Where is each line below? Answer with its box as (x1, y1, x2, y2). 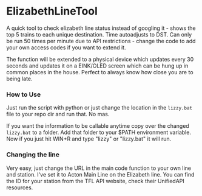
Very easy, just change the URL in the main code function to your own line (6, 164, 192, 172)
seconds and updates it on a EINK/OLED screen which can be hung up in (6, 62, 189, 69)
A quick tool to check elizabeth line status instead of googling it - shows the (6, 24, 196, 32)
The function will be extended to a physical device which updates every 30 (6, 55, 194, 63)
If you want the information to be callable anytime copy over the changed (6, 122, 189, 130)
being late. (6, 75, 33, 82)
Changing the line (6, 150, 59, 159)
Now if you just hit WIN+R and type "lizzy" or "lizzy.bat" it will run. (6, 135, 172, 142)
